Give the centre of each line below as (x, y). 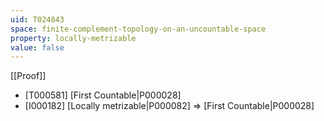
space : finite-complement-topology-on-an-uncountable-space (138, 29)
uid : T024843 (37, 19)
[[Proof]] (28, 76)
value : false (37, 47)
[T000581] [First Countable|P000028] (103, 95)
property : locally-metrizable (73, 38)
